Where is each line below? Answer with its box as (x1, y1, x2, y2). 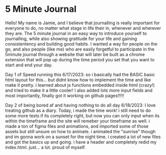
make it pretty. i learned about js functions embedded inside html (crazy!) (5, 82, 155, 88)
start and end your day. (5, 62, 53, 68)
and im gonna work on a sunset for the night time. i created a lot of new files (5, 134, 161, 140)
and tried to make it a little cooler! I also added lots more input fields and (5, 87, 153, 93)
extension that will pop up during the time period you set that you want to (5, 56, 155, 62)
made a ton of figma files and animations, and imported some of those (5, 123, 149, 129)
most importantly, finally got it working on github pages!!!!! (5, 93, 124, 99)
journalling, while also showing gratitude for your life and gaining (5, 36, 137, 42)
